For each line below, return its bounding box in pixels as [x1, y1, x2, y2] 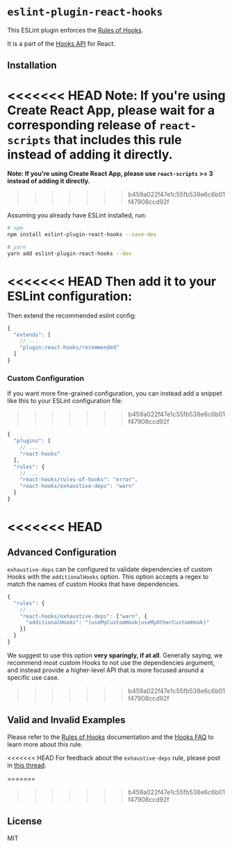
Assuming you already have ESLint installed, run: [7, 211, 147, 220]
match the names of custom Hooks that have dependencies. [7, 580, 180, 588]
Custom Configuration [7, 373, 85, 383]
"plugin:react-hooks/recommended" [19, 344, 119, 351]
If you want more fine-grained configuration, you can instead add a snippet [7, 389, 222, 398]
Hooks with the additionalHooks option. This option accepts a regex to [7, 572, 209, 580]
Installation [7, 60, 57, 72]
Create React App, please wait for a [7, 102, 215, 118]
